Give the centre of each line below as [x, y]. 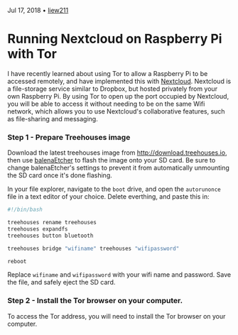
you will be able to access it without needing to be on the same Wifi [106, 104]
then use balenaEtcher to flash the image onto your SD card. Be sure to [112, 160]
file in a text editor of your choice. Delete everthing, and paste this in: [108, 197]
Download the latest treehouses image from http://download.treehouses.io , [117, 153]
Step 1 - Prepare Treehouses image [69, 137]
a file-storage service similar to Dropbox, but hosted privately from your [113, 89]
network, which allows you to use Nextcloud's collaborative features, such [116, 111]
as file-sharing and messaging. [53, 119]
